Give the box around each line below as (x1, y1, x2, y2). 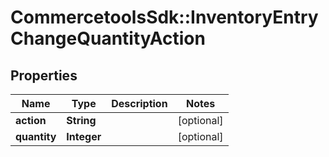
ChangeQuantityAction (10, 27, 206, 50)
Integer (66, 130, 102, 143)
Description (111, 97, 168, 110)
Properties (10, 67, 78, 84)
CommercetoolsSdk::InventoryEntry (10, 6, 319, 29)
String (66, 114, 97, 127)
